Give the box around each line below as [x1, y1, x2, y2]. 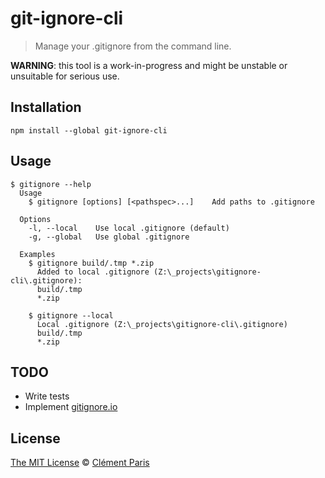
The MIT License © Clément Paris [10, 457, 150, 469]
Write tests [24, 390, 70, 402]
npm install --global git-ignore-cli [10, 125, 168, 136]
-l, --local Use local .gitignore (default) [28, 223, 230, 233]
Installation [10, 99, 82, 116]
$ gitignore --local [28, 310, 114, 321]
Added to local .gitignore [36, 267, 150, 277]
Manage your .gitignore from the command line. [34, 40, 232, 52]
